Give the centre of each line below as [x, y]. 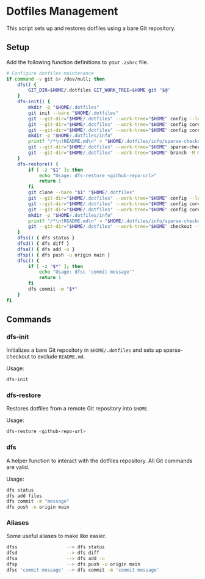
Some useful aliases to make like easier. [56, 536]
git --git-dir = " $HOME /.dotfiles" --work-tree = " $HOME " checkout [110, 227]
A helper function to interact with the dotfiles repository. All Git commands [99, 461]
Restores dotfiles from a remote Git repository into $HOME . [78, 409]
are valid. [18, 467]
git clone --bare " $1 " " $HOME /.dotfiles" [82, 193]
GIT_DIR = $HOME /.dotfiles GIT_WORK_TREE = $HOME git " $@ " [99, 90]
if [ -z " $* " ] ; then [56, 266]
